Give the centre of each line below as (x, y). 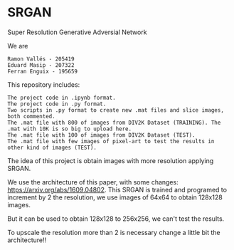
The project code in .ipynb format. (62, 98)
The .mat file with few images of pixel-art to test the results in (111, 141)
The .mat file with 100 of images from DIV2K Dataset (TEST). (101, 135)
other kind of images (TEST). (52, 147)
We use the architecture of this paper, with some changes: (93, 182)
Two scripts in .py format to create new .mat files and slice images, (116, 110)
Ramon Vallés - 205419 (41, 59)
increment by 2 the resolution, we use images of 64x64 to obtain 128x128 (115, 197)
